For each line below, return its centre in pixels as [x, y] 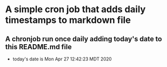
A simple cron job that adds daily [75, 9]
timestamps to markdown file [68, 20]
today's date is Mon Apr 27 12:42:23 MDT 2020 [62, 59]
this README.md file [38, 47]
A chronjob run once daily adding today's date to [84, 39]
